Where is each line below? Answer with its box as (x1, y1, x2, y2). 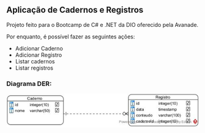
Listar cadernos (15, 57, 55, 65)
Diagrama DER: (6, 79, 52, 88)
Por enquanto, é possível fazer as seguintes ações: (6, 33, 135, 40)
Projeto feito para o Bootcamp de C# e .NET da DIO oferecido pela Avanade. (6, 21, 199, 28)
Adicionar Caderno (15, 45, 63, 52)
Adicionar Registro (15, 51, 62, 59)
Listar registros (15, 64, 54, 71)
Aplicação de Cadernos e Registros (6, 5, 144, 15)
